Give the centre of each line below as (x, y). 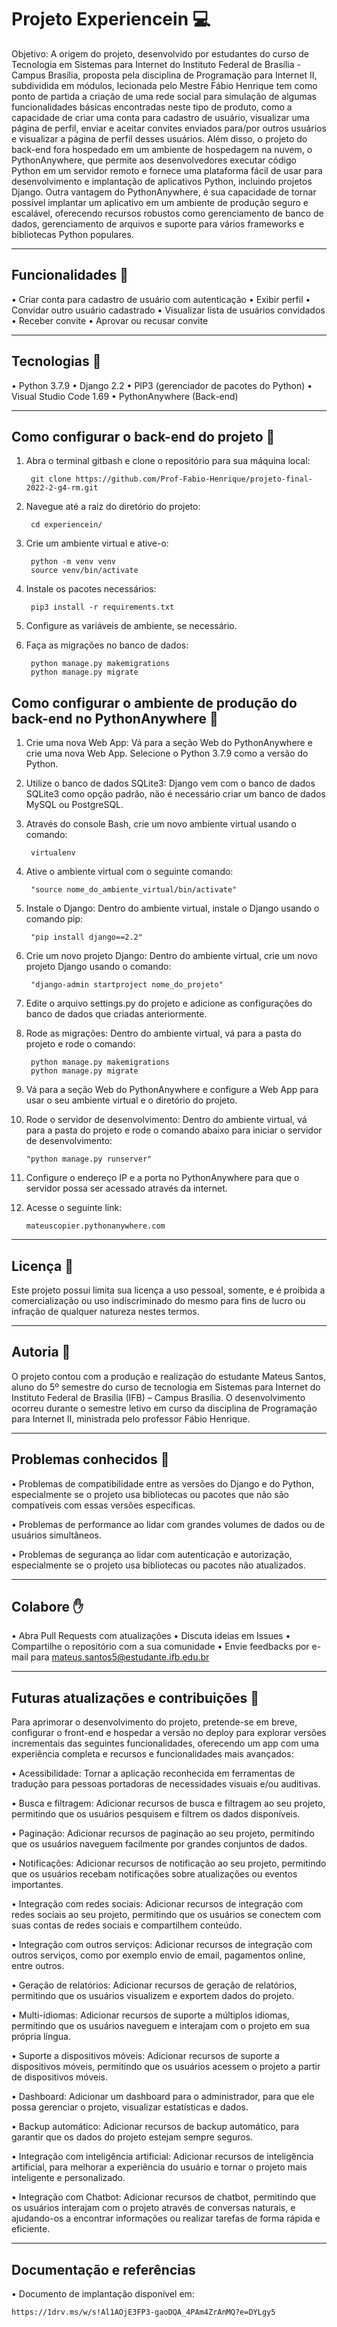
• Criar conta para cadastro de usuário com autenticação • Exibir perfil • (161, 299)
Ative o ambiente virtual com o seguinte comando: (129, 872)
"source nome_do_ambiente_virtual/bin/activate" (134, 890)
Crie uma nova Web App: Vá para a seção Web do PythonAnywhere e (169, 743)
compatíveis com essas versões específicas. (103, 1505)
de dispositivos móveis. (60, 2077)
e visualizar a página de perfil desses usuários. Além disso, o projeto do (159, 138)
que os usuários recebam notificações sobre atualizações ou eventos (154, 1874)
